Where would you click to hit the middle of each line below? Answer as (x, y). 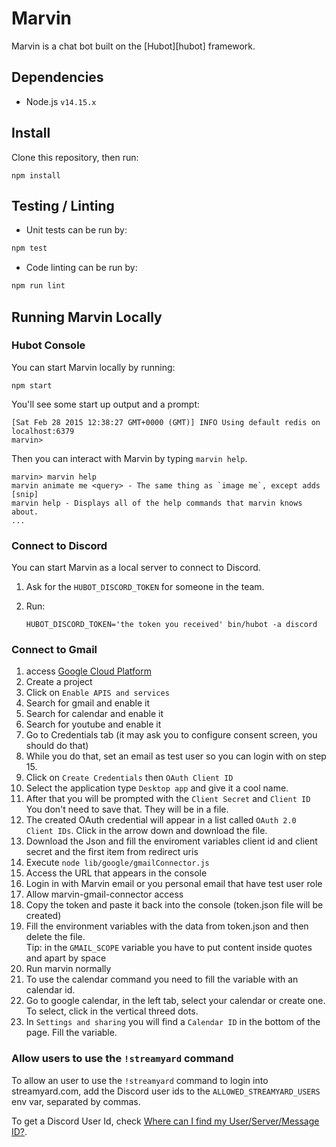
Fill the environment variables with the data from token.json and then (167, 926)
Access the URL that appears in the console (116, 873)
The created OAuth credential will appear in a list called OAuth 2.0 (161, 820)
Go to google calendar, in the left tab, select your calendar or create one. (175, 1001)
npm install (36, 175)
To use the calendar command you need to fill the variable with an (162, 979)
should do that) (57, 746)
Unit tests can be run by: (76, 230)
